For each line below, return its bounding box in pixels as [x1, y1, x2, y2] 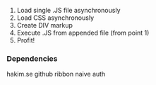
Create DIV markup [16, 21, 73, 29]
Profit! [16, 36, 35, 45]
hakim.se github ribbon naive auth [6, 70, 106, 79]
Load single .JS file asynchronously [16, 6, 121, 14]
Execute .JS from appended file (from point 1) [16, 28, 150, 37]
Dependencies [6, 53, 58, 63]
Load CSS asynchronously [16, 13, 95, 22]
